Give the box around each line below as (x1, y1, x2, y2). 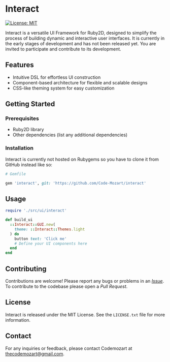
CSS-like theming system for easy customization (12, 85, 115, 91)
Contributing (5, 264, 47, 273)
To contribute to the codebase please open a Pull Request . (5, 283, 128, 289)
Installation (5, 144, 34, 152)
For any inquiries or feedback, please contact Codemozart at (5, 345, 132, 351)
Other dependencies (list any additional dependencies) (12, 132, 128, 138)
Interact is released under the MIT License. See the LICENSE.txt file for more (5, 311, 165, 318)
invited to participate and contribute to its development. (5, 46, 122, 52)
